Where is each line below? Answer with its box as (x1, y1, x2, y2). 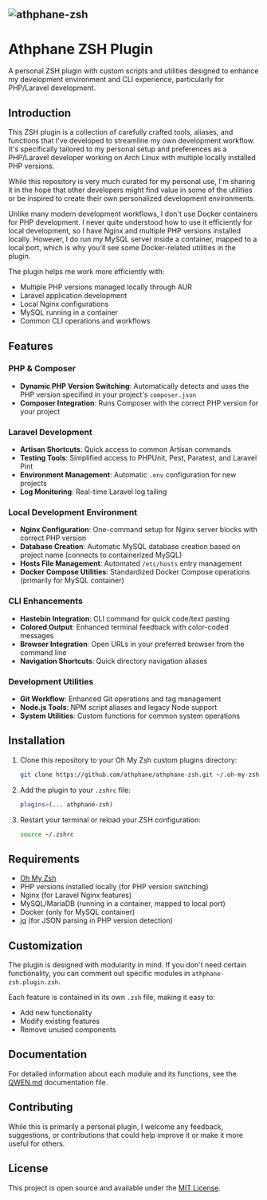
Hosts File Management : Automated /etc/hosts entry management (19, 559, 242, 568)
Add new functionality (19, 1008, 92, 1018)
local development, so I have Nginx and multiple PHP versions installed (8, 226, 241, 236)
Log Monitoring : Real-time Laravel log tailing (19, 487, 167, 496)
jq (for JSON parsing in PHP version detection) (19, 916, 174, 925)
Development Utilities (8, 676, 94, 687)
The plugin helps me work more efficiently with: (8, 267, 165, 276)
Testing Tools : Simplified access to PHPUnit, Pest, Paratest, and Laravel (19, 453, 257, 463)
